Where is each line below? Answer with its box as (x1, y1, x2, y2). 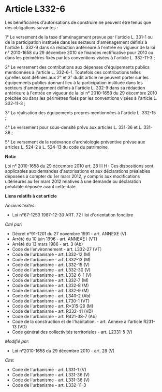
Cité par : (5, 221, 23, 227)
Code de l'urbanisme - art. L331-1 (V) (12, 366, 87, 373)
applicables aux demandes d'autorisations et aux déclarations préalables (5, 168, 150, 174)
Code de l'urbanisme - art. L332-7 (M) (12, 277, 88, 283)
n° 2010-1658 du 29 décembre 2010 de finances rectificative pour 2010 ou (5, 50, 154, 55)
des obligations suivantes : (5, 24, 59, 30)
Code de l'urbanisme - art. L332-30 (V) (12, 267, 91, 273)
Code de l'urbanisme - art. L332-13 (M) (12, 256, 91, 262)
